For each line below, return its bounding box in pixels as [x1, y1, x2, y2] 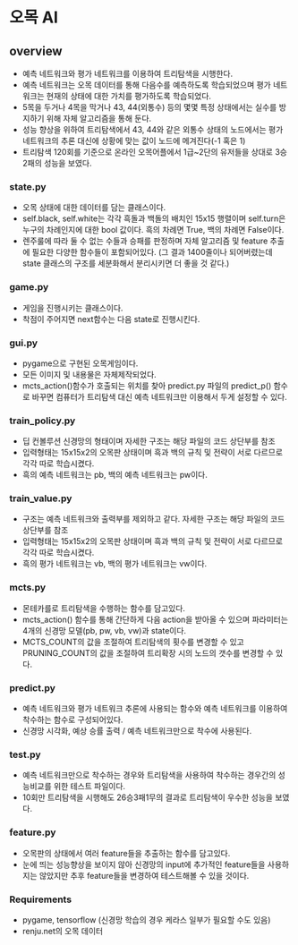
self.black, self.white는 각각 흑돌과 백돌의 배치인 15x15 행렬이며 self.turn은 [21, 213, 286, 224]
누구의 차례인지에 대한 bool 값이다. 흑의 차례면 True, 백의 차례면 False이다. [21, 225, 285, 235]
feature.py [9, 826, 56, 839]
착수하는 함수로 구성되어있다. [21, 714, 123, 725]
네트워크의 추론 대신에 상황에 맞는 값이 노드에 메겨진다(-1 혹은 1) [21, 135, 246, 146]
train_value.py [9, 492, 72, 505]
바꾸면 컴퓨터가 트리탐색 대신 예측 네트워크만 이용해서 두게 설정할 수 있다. [31, 391, 288, 402]
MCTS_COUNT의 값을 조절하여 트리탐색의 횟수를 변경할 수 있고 [21, 636, 244, 647]
